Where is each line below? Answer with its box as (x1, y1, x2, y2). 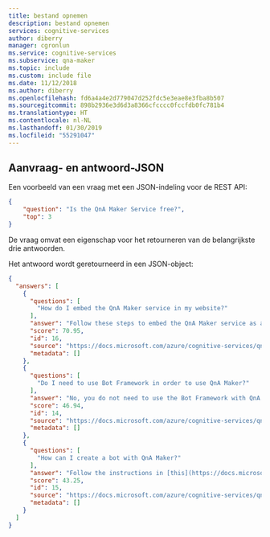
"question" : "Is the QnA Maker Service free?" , (22, 206, 185, 214)
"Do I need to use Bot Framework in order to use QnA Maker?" (37, 379, 250, 387)
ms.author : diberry (8, 86, 74, 95)
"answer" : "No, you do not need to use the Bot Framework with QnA (29, 394, 261, 402)
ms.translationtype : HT (8, 109, 88, 117)
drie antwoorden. (8, 243, 66, 253)
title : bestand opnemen (8, 11, 88, 20)
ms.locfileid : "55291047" (8, 131, 95, 139)
